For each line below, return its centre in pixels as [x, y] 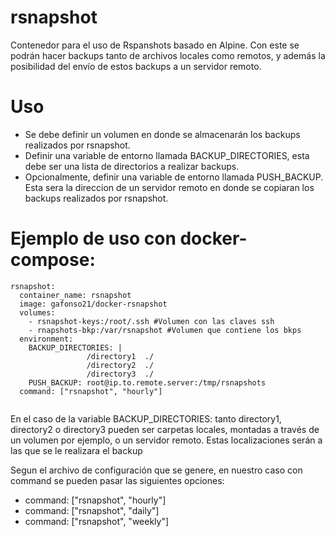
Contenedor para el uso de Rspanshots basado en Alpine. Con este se [155, 45]
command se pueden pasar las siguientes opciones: [117, 480]
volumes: [37, 312]
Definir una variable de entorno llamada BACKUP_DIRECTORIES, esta [167, 155]
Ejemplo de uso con [93, 238]
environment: [46, 339]
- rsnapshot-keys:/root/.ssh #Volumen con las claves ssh [151, 321]
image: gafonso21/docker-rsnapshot [93, 304]
